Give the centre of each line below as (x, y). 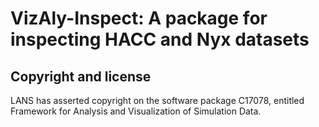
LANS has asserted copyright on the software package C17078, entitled (157, 100)
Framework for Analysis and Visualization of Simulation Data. (136, 111)
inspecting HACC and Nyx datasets (160, 39)
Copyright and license (81, 76)
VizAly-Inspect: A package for (139, 18)
